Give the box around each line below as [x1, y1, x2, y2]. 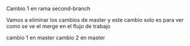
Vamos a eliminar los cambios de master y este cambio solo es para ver [6, 17, 184, 23]
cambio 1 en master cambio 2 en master [6, 34, 105, 41]
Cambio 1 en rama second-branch [6, 5, 91, 12]
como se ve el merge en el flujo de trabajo [6, 23, 111, 29]
